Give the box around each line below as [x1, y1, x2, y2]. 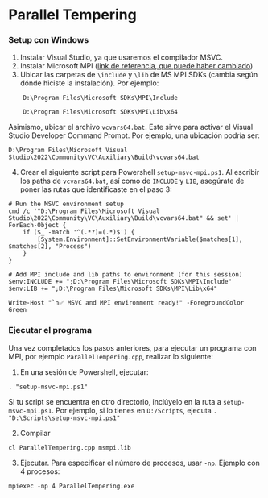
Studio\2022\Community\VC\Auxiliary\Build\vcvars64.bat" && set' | [8, 214, 240, 222]
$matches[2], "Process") [8, 243, 92, 251]
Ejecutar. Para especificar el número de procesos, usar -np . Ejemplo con [19, 458, 260, 467]
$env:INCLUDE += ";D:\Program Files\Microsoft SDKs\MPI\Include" [8, 278, 232, 286]
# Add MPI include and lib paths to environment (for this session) [8, 271, 243, 279]
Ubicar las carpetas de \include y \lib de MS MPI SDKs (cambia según [19, 70, 258, 80]
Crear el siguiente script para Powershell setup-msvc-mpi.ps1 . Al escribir [19, 168, 260, 177]
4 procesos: [19, 466, 60, 476]
